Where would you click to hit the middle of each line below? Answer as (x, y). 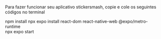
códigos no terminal (25, 12)
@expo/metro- (133, 21)
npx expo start (19, 32)
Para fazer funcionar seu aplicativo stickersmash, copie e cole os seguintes (81, 7)
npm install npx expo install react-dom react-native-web (61, 21)
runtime (13, 26)
